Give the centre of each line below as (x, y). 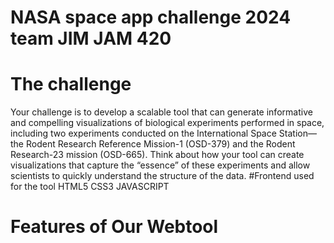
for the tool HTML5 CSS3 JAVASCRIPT (90, 187)
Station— (297, 133)
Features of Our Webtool (114, 227)
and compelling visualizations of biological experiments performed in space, (167, 123)
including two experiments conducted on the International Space (143, 133)
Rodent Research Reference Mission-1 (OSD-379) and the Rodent (160, 144)
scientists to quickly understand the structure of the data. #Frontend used (162, 176)
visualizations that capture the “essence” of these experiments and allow (160, 165)
